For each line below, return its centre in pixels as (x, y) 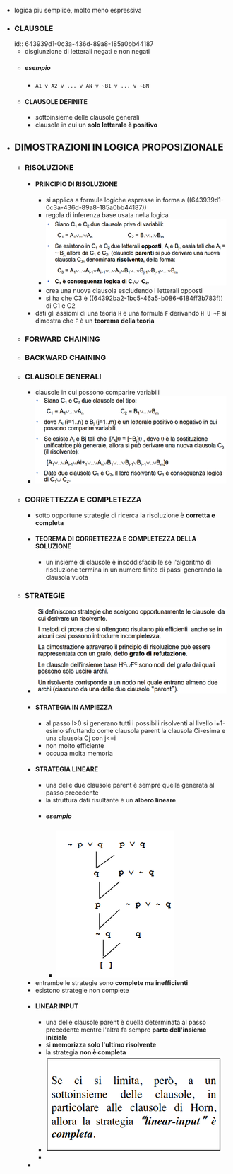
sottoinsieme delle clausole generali (87, 117)
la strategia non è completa (86, 1052)
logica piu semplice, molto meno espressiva (78, 10)
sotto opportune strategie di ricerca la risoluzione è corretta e (125, 515)
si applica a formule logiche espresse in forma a (115, 200)
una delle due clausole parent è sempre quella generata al (130, 785)
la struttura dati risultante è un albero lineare (111, 800)
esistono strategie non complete (82, 990)
